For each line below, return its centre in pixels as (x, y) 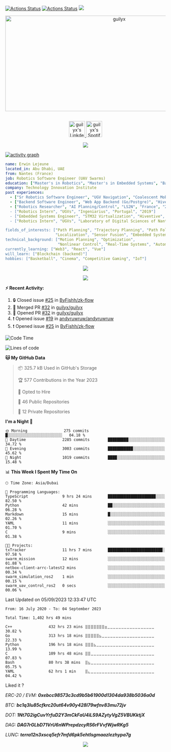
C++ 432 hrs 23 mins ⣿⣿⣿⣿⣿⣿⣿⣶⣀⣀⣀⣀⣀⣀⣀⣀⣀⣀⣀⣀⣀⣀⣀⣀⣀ (80, 627)
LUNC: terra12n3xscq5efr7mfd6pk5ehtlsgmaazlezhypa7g (68, 735)
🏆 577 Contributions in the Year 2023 (58, 380)
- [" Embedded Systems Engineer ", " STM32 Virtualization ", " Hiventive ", (88, 216)
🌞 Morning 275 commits (47, 431)
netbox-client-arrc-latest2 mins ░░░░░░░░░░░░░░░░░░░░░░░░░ (85, 568)
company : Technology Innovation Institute (51, 188)
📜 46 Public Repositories (44, 401)
